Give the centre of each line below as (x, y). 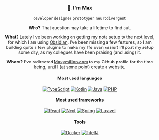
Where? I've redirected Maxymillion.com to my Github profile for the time (80, 62)
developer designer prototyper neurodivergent (80, 19)
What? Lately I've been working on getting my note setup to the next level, (80, 37)
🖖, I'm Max (80, 8)
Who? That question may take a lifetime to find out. (80, 28)
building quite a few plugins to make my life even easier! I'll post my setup (80, 47)
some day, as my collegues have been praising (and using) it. (80, 52)
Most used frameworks (80, 100)
